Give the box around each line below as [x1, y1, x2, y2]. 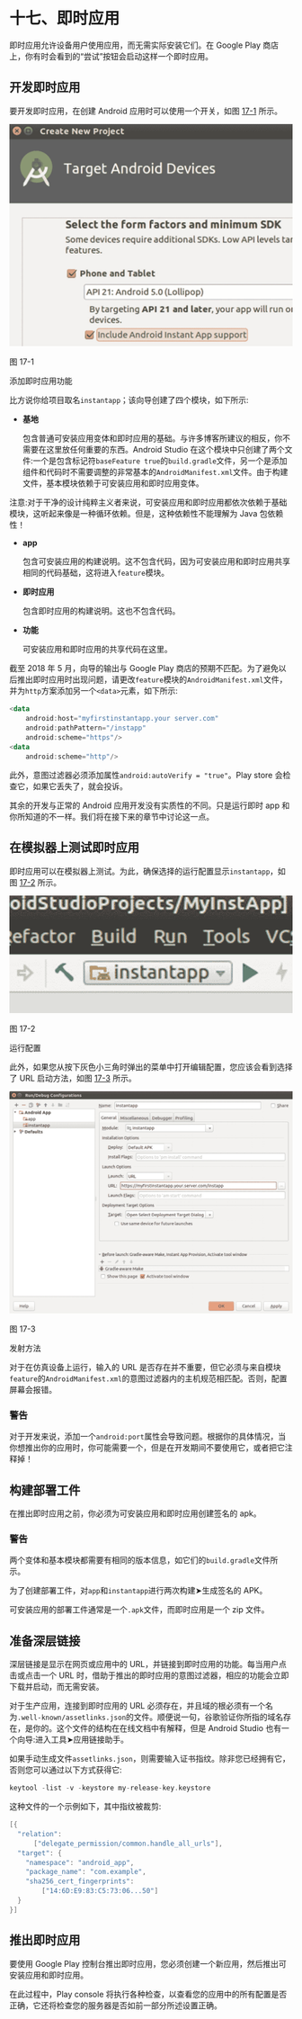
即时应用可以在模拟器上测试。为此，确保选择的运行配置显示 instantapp [9, 866, 271, 876]
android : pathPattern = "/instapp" [25, 723, 147, 733]
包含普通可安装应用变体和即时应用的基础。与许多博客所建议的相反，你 [22, 433, 283, 444]
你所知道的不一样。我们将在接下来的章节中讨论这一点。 [9, 811, 214, 821]
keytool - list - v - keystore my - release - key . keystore [9, 1783, 211, 1793]
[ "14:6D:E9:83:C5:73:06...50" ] [41, 1887, 159, 1896]
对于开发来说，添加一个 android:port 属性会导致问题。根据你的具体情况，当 [9, 1431, 286, 1442]
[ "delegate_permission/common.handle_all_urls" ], [32, 1839, 223, 1848]
